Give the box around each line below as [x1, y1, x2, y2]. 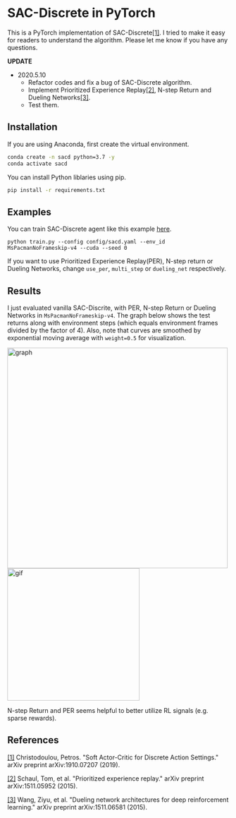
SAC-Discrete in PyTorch [7, 5, 156, 21]
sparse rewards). [7, 714, 57, 722]
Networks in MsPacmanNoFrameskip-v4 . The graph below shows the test [7, 311, 211, 319]
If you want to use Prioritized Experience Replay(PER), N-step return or [7, 257, 213, 265]
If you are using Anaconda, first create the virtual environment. [7, 140, 190, 148]
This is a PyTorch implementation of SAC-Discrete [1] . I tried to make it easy [7, 28, 225, 37]
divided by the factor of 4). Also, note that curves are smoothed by [7, 326, 201, 335]
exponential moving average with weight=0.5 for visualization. [7, 334, 187, 342]
